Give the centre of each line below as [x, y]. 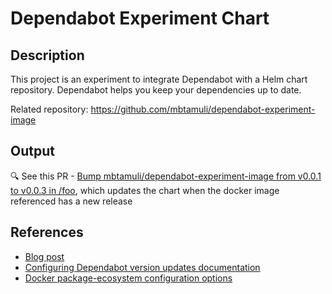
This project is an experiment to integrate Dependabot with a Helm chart [159, 79]
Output [32, 151]
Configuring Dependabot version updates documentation [142, 267]
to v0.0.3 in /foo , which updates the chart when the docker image [145, 190]
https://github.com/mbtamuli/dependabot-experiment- [203, 109]
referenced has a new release [71, 201]
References [47, 232]
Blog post [44, 256]
